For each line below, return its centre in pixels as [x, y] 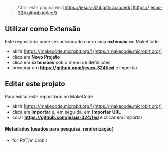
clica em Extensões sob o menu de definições [61, 62]
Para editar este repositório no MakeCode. [50, 96]
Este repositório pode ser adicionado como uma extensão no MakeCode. [82, 41]
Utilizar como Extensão [43, 29]
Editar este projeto [35, 84]
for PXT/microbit [30, 140]
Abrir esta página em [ [41, 7]
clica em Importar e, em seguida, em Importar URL [67, 112]
